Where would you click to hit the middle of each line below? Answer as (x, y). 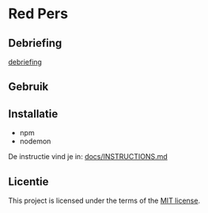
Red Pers (38, 14)
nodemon (35, 141)
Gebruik (28, 87)
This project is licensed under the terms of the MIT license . (104, 201)
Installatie (33, 114)
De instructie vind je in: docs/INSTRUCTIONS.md (88, 157)
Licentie (28, 182)
